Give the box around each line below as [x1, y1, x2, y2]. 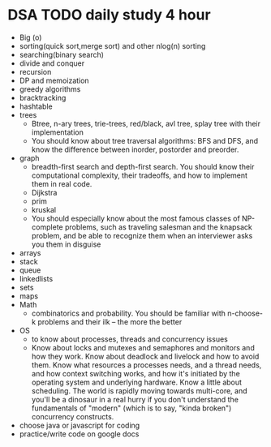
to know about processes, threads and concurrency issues [31, 334, 228, 344]
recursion [19, 67, 52, 76]
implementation [31, 127, 84, 137]
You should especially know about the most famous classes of [31, 213, 240, 223]
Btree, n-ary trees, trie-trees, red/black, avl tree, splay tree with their [31, 118, 261, 128]
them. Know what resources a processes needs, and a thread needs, [31, 359, 262, 370]
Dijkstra [31, 187, 58, 197]
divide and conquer [19, 58, 85, 68]
